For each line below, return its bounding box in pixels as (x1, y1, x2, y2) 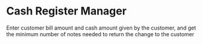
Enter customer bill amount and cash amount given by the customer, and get (6, 24, 197, 31)
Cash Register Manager (6, 4, 127, 18)
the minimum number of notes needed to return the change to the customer (6, 30, 195, 37)
